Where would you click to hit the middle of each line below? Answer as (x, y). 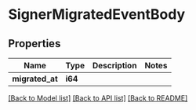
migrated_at (35, 79)
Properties (34, 44)
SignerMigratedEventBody (97, 15)
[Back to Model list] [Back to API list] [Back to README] (98, 98)
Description (114, 66)
